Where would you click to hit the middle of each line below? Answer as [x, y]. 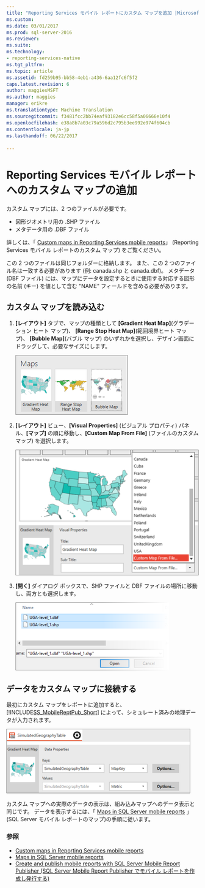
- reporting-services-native [43, 58]
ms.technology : [26, 52]
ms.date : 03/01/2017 [33, 26]
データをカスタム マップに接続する [71, 689]
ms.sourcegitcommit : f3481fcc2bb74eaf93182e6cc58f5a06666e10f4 [88, 116]
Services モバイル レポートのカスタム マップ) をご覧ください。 [85, 250]
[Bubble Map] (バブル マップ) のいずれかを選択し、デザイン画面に [112, 338]
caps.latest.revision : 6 [38, 84]
